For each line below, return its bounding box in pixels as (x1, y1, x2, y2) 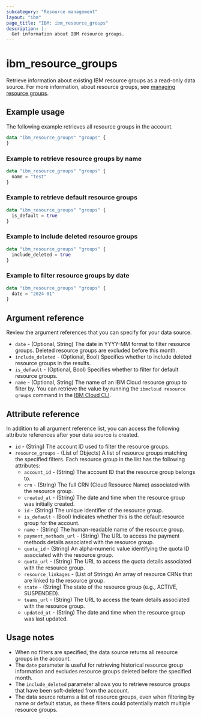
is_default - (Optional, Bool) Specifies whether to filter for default (14, 366, 179, 373)
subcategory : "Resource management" (6, 8, 98, 15)
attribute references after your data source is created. (6, 431, 139, 438)
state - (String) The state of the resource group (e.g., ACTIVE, (23, 583, 178, 590)
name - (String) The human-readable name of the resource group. (23, 526, 185, 533)
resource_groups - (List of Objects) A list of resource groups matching (14, 449, 188, 457)
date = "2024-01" (11, 291, 55, 297)
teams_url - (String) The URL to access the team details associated (23, 596, 190, 603)
